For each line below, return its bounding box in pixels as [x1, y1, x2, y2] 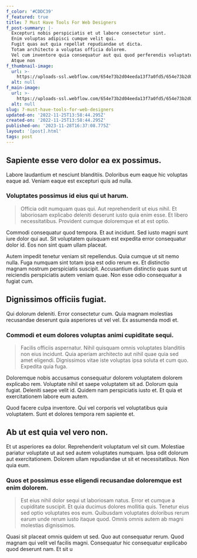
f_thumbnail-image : [6, 63, 54, 69]
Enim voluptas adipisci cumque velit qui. [11, 36, 117, 42]
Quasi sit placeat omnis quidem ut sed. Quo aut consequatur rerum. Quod [6, 533, 184, 540]
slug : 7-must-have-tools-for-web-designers [6, 107, 114, 112]
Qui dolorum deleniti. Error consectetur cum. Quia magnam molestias [6, 310, 173, 317]
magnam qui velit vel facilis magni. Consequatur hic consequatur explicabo [6, 539, 188, 546]
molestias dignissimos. [20, 522, 76, 529]
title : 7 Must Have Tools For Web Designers [6, 19, 117, 25]
